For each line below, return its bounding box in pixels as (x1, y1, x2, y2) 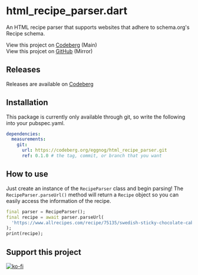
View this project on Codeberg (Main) (6, 41, 97, 48)
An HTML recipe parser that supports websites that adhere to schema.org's (6, 24, 190, 31)
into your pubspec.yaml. (6, 119, 65, 126)
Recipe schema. (6, 30, 45, 37)
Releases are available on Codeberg (6, 80, 94, 87)
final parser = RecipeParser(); (6, 208, 85, 215)
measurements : (11, 136, 46, 142)
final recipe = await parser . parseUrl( (6, 214, 104, 220)
